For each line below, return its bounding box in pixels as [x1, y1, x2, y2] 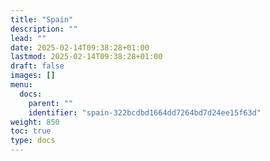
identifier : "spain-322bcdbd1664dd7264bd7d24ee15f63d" [28, 107, 262, 118]
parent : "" [28, 98, 74, 108]
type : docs [10, 136, 56, 146]
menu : [10, 80, 33, 90]
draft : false [10, 61, 65, 71]
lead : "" [10, 33, 47, 43]
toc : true [10, 126, 52, 136]
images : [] [10, 71, 56, 81]
